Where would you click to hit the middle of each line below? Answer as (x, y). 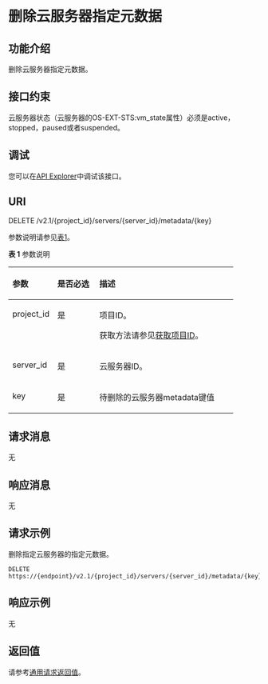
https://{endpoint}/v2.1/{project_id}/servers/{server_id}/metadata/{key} (135, 576)
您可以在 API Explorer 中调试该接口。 (67, 176)
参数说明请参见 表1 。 (41, 238)
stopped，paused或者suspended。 (67, 127)
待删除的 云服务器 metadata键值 (157, 398)
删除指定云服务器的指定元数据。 (61, 554)
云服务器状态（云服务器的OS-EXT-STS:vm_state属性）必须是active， (122, 118)
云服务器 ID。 (123, 366)
